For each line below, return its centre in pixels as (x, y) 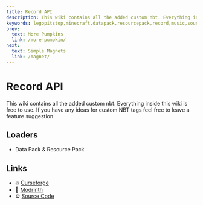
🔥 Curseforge (32, 183)
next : (13, 46)
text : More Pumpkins (37, 34)
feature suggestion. (31, 116)
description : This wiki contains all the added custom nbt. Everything (98, 17)
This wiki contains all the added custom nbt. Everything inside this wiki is (97, 103)
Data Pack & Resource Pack (50, 150)
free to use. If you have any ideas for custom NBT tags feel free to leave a (98, 110)
